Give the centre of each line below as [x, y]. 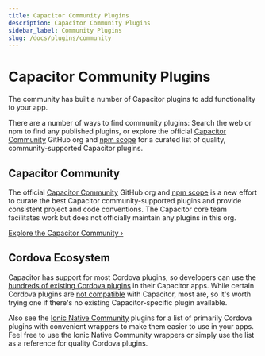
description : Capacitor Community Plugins [79, 23]
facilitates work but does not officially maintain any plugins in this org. [122, 218]
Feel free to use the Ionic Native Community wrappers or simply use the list [131, 335]
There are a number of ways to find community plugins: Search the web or [130, 123]
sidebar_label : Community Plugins [65, 30]
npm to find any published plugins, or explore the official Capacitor [117, 131]
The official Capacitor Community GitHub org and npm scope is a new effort [133, 192]
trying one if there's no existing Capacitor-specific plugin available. [118, 302]
